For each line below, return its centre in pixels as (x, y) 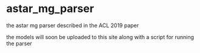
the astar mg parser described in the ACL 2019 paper (73, 25)
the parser (19, 43)
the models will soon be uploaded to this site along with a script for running (100, 37)
